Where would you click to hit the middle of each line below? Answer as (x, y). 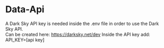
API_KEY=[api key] (25, 40)
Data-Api (25, 9)
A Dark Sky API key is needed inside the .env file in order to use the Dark (82, 23)
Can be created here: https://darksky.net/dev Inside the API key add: (78, 34)
